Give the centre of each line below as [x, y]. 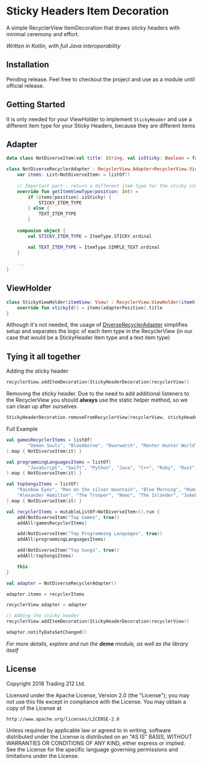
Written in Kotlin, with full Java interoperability [63, 46]
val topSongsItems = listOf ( [43, 484]
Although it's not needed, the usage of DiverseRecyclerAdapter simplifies [97, 325]
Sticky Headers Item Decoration [88, 11]
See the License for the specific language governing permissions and [92, 749]
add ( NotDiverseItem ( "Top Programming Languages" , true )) [90, 534]
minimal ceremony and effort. [43, 34]
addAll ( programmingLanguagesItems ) [62, 539]
